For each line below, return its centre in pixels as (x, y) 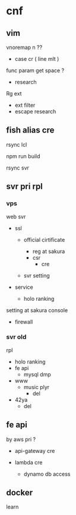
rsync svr (18, 168)
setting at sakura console (37, 310)
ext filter (25, 105)
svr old (16, 337)
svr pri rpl (25, 186)
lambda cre (28, 462)
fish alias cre (30, 130)
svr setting (37, 275)
